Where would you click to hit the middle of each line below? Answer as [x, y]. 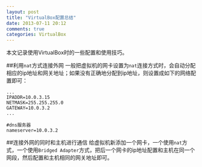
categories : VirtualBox [36, 35]
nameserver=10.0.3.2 [32, 131]
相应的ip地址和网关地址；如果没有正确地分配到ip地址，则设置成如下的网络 [99, 73]
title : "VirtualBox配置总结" [41, 18]
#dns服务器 [19, 125]
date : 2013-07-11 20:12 [36, 23]
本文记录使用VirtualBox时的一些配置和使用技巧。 [67, 53]
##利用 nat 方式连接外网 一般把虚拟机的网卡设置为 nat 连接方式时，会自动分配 [101, 66]
